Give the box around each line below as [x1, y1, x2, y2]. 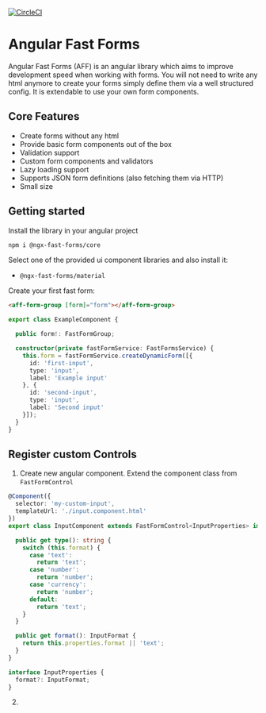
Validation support [19, 148, 80, 157]
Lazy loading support [19, 164, 89, 174]
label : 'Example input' [28, 374, 108, 382]
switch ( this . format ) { [22, 544, 101, 552]
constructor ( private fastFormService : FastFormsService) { [15, 345, 215, 353]
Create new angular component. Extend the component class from [19, 468, 237, 478]
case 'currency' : [28, 580, 87, 588]
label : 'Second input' [28, 403, 104, 412]
